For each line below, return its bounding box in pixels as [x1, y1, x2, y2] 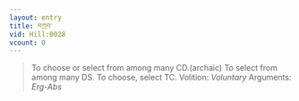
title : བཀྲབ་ [9, 21, 53, 30]
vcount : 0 [9, 38, 47, 47]
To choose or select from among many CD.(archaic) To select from [30, 63, 278, 73]
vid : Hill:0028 [9, 29, 66, 38]
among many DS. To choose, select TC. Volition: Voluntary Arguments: [30, 72, 292, 83]
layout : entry [9, 13, 63, 22]
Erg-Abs [30, 81, 63, 92]
